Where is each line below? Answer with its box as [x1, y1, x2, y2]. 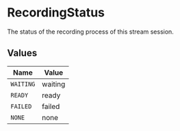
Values [7, 47, 38, 59]
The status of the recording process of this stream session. [7, 27, 175, 36]
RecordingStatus [7, 5, 105, 21]
